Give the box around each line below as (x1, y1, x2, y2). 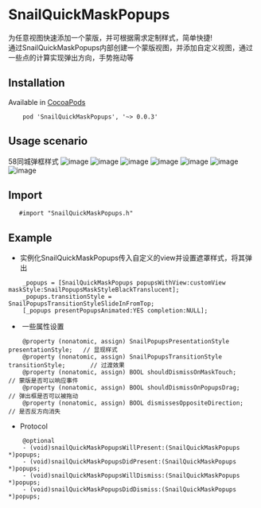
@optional (22, 437, 56, 445)
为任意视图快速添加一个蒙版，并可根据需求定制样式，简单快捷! (8, 33, 213, 42)
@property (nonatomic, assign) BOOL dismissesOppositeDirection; (22, 399, 244, 407)
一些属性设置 (21, 322, 64, 332)
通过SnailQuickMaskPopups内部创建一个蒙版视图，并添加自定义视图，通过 (8, 42, 253, 52)
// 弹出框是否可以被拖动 (8, 392, 79, 401)
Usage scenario (8, 134, 88, 148)
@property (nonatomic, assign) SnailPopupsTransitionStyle (22, 353, 223, 361)
